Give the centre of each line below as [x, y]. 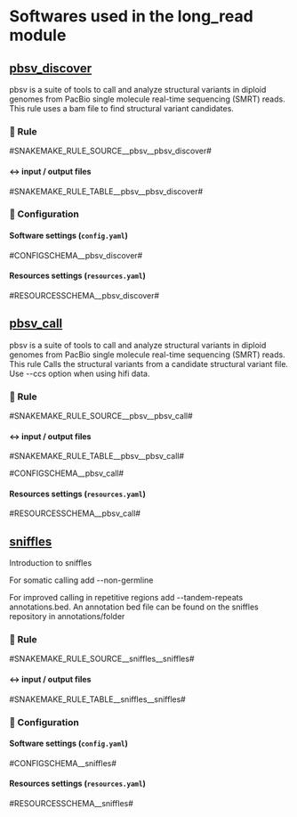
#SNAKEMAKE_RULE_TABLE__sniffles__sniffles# [98, 699]
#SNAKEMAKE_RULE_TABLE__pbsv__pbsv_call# [97, 456]
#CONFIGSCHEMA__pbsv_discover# [76, 255]
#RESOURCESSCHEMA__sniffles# [71, 803]
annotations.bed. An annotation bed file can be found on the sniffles [134, 607]
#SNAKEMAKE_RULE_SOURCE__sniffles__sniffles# [102, 659]
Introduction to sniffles [51, 563]
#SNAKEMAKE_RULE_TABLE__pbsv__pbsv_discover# [106, 191]
